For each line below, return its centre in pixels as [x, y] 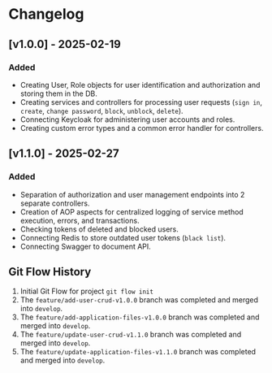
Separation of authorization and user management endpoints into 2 [132, 194]
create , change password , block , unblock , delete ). [102, 111]
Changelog [46, 14]
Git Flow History [50, 272]
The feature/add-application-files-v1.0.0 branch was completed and [140, 317]
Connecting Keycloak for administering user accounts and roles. [127, 119]
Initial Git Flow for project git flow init [87, 291]
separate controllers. [55, 203]
